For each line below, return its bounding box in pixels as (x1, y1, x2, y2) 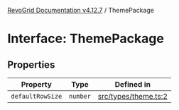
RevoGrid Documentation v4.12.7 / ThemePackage (7, 6, 155, 14)
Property (21, 80, 52, 89)
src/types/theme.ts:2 (97, 92, 168, 101)
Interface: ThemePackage (7, 31, 165, 47)
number (68, 92, 91, 100)
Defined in (114, 80, 151, 89)
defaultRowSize (11, 92, 63, 100)
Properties (7, 59, 55, 71)
